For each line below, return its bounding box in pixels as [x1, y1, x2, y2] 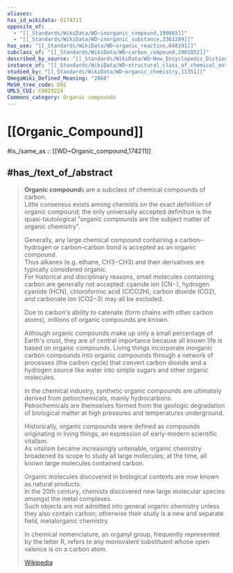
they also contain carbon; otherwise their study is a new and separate [24, 509, 224, 518]
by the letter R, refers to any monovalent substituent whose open [24, 537, 210, 545]
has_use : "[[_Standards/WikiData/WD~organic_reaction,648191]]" [7, 42, 197, 49]
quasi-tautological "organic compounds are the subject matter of [24, 214, 210, 223]
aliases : [7, 10, 33, 17]
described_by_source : [7, 55, 70, 62]
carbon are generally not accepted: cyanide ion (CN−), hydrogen [24, 280, 209, 288]
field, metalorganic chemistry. [24, 516, 110, 524]
